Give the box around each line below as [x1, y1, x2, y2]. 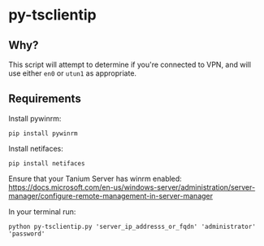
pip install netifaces [8, 159, 85, 168]
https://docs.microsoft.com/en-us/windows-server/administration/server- [8, 182, 256, 192]
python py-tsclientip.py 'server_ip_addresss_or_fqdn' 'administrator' [8, 222, 256, 231]
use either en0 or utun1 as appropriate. [8, 68, 136, 78]
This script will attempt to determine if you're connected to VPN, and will [8, 59, 252, 69]
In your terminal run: [8, 206, 76, 217]
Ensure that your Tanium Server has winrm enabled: [8, 174, 183, 183]
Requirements [8, 92, 81, 106]
